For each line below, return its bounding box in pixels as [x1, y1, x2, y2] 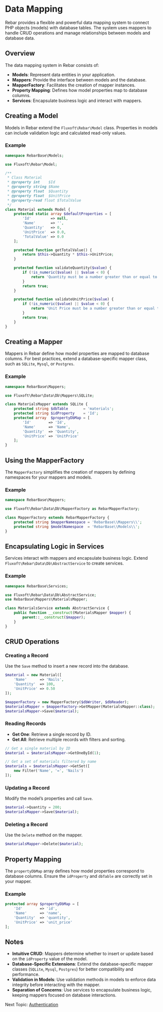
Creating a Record [5, 652, 49, 659]
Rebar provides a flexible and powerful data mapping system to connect [5, 20, 149, 25]
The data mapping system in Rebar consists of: [5, 62, 99, 68]
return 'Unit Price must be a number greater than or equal [31, 306, 155, 311]
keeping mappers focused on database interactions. [12, 992, 116, 998]
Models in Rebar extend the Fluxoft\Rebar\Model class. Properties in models [5, 124, 158, 130]
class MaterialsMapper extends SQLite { [5, 402, 88, 407]
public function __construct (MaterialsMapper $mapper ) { [14, 610, 131, 615]
